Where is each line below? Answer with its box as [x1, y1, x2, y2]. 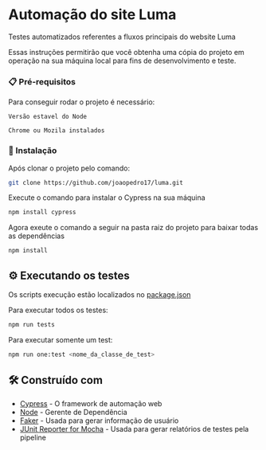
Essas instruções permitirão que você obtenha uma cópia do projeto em [8, 47, 244, 57]
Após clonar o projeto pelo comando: [8, 163, 130, 173]
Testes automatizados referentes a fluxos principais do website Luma [8, 32, 237, 41]
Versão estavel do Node [8, 113, 88, 121]
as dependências [8, 231, 65, 241]
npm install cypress [8, 209, 77, 217]
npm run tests [8, 320, 56, 328]
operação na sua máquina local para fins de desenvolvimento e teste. [8, 56, 237, 65]
